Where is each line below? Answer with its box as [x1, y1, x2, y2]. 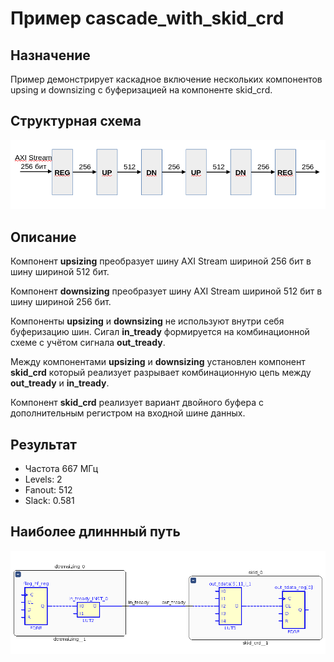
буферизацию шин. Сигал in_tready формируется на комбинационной [10, 326, 310, 338]
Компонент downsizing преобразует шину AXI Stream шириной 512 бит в [10, 285, 323, 297]
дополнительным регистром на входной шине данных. [10, 407, 246, 419]
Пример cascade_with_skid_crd [10, 7, 285, 30]
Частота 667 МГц [24, 463, 99, 475]
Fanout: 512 [24, 484, 73, 496]
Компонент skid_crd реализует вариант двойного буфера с [10, 397, 264, 409]
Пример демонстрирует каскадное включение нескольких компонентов [10, 73, 323, 85]
